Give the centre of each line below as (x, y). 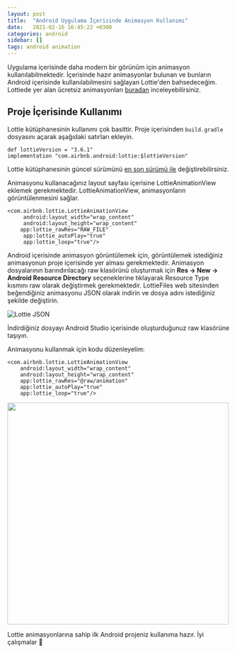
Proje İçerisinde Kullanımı (65, 112)
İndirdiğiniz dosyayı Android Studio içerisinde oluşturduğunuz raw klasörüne (118, 328)
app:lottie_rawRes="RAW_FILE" (65, 229)
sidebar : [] (25, 40)
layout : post (27, 14)
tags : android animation (44, 47)
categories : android (38, 34)
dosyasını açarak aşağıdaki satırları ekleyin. (70, 136)
